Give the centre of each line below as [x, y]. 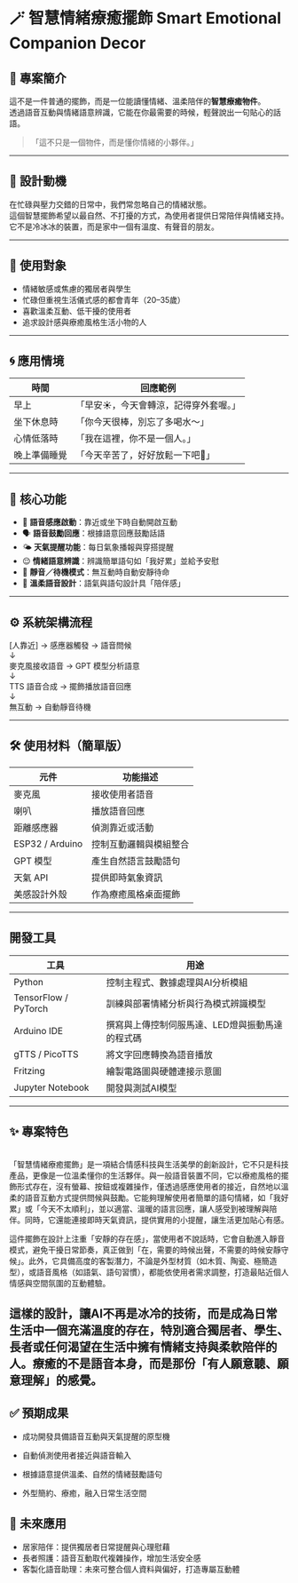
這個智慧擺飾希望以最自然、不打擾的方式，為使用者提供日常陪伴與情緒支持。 [149, 215]
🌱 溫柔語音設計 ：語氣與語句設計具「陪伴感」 [103, 584]
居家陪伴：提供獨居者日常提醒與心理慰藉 [96, 1547]
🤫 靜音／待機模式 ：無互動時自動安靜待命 [96, 572]
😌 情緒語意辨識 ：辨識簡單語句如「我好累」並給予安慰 [121, 561]
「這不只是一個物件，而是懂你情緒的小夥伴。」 [114, 142]
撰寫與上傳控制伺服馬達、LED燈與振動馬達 [194, 1024]
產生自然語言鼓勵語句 [136, 861]
